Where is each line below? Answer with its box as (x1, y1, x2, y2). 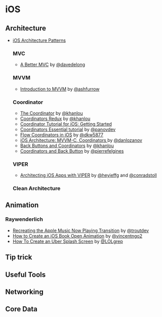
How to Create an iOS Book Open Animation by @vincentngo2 (12, 233, 143, 239)
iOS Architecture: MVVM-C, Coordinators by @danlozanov (20, 137, 143, 143)
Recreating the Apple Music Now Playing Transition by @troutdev (12, 227, 149, 234)
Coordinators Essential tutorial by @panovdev (20, 126, 116, 132)
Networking (5, 287, 44, 296)
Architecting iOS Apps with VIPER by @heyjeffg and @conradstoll (20, 172, 157, 179)
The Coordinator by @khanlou (20, 110, 84, 116)
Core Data (5, 305, 38, 313)
